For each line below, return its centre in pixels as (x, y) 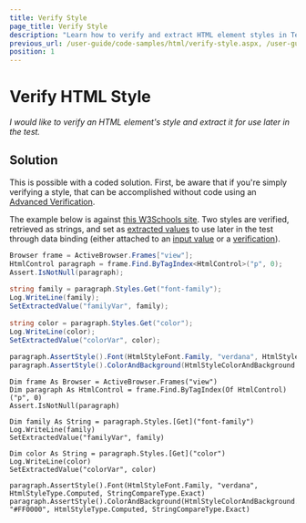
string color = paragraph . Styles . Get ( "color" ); (102, 323)
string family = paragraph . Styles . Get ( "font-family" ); (116, 289)
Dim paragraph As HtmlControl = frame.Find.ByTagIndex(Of (122, 390)
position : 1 (32, 52)
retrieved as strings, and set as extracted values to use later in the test (141, 229)
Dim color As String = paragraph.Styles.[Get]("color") (117, 454)
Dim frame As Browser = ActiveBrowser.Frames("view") (114, 382)
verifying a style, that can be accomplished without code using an (133, 191)
